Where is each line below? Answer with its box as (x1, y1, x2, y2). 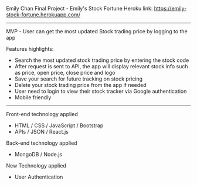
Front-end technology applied (6, 111, 78, 117)
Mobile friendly (14, 94, 52, 101)
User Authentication (14, 173, 63, 180)
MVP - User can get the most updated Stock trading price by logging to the (6, 28, 188, 34)
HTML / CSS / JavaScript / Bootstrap (14, 122, 104, 129)
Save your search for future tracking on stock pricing (14, 75, 142, 82)
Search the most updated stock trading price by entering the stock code (14, 57, 189, 64)
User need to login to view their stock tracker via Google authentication (14, 88, 187, 95)
